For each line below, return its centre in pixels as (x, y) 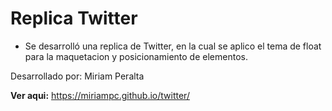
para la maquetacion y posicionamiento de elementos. (136, 56)
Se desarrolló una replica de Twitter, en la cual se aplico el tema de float (173, 46)
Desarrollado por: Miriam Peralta (77, 76)
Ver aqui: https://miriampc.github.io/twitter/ (100, 95)
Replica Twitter (74, 18)
